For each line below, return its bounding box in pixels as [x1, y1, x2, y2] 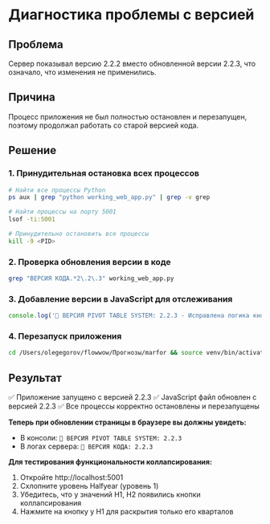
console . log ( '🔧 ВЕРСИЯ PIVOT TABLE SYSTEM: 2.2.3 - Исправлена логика [8, 311, 250, 320]
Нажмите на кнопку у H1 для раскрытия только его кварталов [19, 507, 234, 517]
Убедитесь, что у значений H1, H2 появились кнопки [19, 489, 201, 499]
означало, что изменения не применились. [8, 67, 157, 77]
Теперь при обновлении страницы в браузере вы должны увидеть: [8, 417, 247, 427]
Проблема [8, 38, 64, 51]
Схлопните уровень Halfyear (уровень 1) [19, 481, 159, 491]
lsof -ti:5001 [8, 215, 56, 224]
